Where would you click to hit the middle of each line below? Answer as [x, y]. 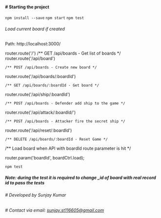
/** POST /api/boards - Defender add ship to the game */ [65, 103]
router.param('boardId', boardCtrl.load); [45, 158]
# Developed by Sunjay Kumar [36, 195]
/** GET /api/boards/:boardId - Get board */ [52, 85]
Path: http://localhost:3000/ [33, 44]
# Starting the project [27, 7]
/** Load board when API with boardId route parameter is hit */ [68, 148]
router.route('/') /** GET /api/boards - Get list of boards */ [63, 53]
